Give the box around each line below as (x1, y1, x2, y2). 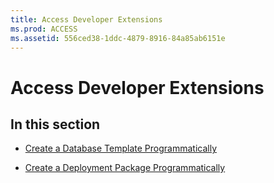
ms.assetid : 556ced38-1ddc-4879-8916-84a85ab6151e (10, 33, 226, 43)
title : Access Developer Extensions (10, 14, 163, 25)
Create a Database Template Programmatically (24, 142, 217, 155)
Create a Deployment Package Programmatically (24, 162, 226, 174)
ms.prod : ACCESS (10, 24, 78, 34)
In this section (10, 116, 101, 133)
